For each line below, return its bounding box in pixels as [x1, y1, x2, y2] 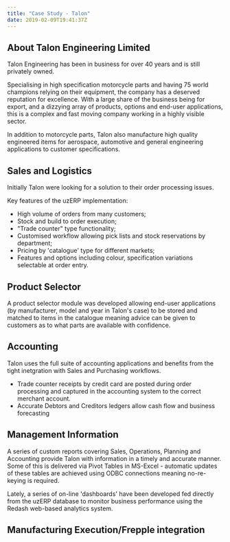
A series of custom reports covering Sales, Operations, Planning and [7, 447, 201, 455]
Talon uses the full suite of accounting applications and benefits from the [7, 359, 214, 368]
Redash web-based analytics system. [7, 504, 113, 512]
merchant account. [16, 394, 71, 403]
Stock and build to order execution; [16, 217, 117, 225]
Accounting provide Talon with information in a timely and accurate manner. [7, 454, 222, 462]
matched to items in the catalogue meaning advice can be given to [7, 313, 196, 321]
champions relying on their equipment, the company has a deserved [7, 88, 200, 96]
